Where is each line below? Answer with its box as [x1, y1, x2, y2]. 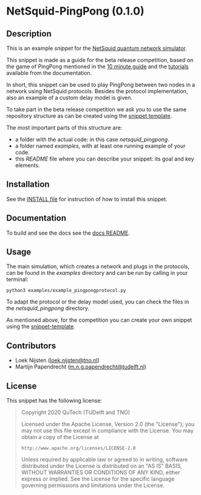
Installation [6, 179, 50, 190]
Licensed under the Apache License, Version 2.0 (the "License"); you [21, 421, 195, 428]
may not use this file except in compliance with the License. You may [21, 427, 194, 434]
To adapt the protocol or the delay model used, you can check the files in [6, 298, 189, 305]
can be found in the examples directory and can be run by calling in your [6, 269, 188, 277]
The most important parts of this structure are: [6, 124, 123, 131]
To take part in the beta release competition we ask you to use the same [6, 106, 187, 113]
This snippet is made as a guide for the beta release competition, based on [6, 57, 194, 63]
